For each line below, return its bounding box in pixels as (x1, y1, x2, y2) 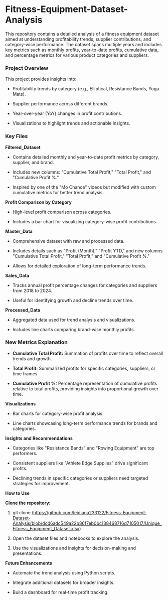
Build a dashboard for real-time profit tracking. (12, 589, 109, 595)
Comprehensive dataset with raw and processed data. (12, 238, 125, 244)
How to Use (5, 490, 30, 496)
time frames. (12, 370, 39, 377)
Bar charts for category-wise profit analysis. (12, 410, 104, 416)
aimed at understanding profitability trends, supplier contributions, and (5, 36, 151, 42)
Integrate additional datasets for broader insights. (12, 579, 115, 585)
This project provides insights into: (5, 76, 77, 82)
